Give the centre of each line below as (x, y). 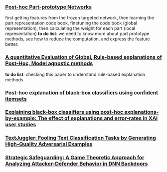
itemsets (16, 99)
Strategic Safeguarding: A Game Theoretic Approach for (75, 158)
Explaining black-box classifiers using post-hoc (64, 112)
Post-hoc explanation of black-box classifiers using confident (82, 92)
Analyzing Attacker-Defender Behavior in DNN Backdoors (77, 164)
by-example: (21, 118)
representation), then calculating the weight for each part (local (70, 28)
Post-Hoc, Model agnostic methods (49, 63)
